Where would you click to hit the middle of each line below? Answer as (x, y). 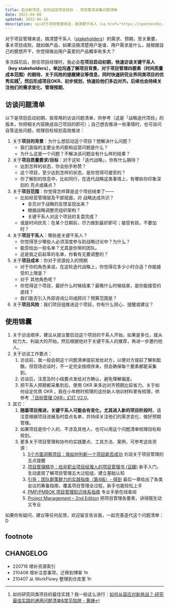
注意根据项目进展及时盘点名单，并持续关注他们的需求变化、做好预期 (91, 416)
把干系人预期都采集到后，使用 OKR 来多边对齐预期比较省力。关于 (88, 385)
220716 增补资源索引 (34, 566)
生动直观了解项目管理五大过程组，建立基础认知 (76, 473)
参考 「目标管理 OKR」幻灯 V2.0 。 (56, 397)
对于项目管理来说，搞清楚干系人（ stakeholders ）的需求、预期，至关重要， (82, 39)
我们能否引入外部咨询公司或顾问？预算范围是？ (68, 298)
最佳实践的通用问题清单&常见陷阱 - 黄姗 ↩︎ (56, 600)
